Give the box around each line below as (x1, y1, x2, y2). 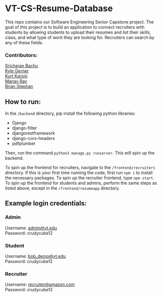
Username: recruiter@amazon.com (5, 281, 75, 287)
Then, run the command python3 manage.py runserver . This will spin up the (5, 150, 155, 156)
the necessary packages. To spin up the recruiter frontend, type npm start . (5, 175, 155, 181)
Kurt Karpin (5, 73, 28, 79)
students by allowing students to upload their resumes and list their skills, (5, 29, 151, 35)
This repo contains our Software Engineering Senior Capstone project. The (5, 19, 154, 25)
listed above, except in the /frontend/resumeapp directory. (5, 185, 120, 191)
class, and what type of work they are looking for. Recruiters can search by (5, 35, 155, 40)
